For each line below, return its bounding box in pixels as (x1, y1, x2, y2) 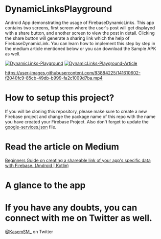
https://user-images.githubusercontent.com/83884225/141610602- (5, 70, 141, 75)
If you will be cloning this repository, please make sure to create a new (5, 108, 147, 114)
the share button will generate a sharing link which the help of (5, 35, 130, 41)
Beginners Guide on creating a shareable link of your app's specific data (5, 157, 151, 163)
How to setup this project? (5, 92, 115, 103)
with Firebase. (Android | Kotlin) (5, 163, 69, 168)
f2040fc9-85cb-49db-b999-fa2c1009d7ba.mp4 (5, 75, 103, 81)
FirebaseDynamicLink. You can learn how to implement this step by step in (5, 40, 156, 46)
